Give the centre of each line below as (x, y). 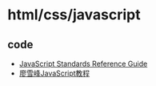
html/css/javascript (74, 15)
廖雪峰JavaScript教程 (54, 73)
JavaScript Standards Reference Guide (83, 63)
